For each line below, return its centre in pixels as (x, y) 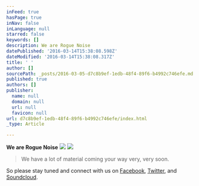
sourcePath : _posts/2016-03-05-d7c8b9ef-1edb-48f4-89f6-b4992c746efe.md (100, 74)
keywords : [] (23, 40)
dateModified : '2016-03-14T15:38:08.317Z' (60, 57)
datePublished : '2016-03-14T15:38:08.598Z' (62, 51)
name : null (25, 96)
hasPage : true (24, 18)
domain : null (28, 101)
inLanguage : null (28, 29)
